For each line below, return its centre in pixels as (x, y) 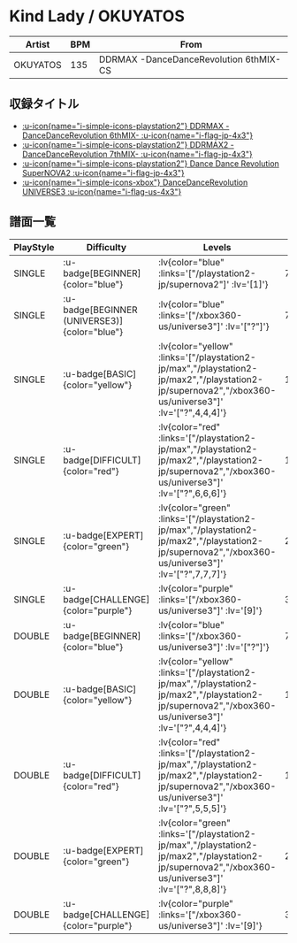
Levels (217, 247)
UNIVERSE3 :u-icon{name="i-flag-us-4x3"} (102, 191)
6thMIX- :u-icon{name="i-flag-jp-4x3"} (181, 135)
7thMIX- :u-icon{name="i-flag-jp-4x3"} (181, 154)
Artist (38, 44)
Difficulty (106, 247)
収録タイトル (44, 104)
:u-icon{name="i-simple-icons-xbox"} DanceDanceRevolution (135, 182)
